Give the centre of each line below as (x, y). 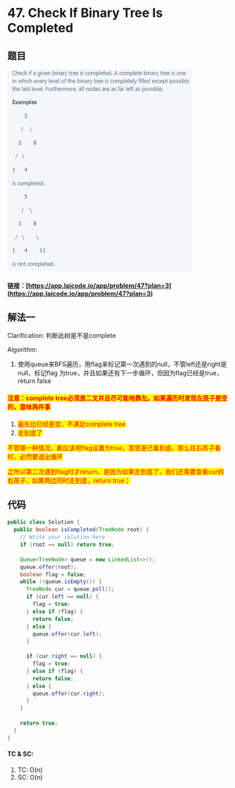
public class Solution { (44, 522)
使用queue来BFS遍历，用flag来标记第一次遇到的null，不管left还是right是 (122, 364)
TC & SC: (20, 754)
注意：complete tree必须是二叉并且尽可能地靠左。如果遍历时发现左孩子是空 (118, 398)
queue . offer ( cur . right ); (69, 693)
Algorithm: (22, 350)
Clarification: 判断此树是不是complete (62, 336)
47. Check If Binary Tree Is (85, 13)
